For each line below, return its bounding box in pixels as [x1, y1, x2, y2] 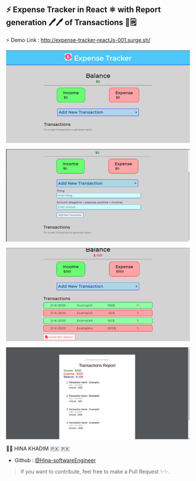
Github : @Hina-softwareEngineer [14, 456, 96, 463]
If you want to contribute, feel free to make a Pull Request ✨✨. [20, 468, 170, 475]
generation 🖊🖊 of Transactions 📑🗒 [6, 18, 137, 28]
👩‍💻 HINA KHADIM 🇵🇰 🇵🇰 [6, 445, 70, 452]
